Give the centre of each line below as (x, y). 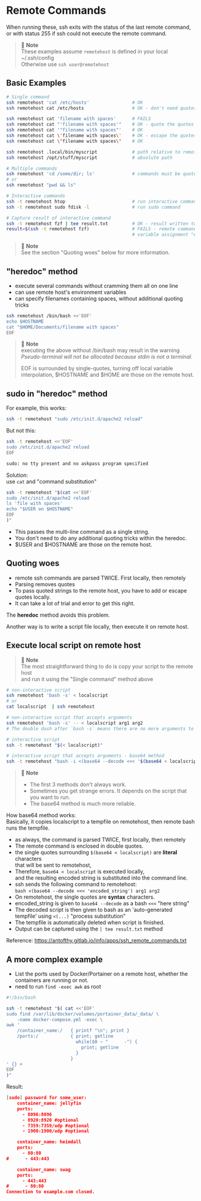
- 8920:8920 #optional (50, 1120)
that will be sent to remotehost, (53, 865)
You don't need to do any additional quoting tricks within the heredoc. (101, 538)
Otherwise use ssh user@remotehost (65, 64)
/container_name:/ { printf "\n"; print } (73, 1031)
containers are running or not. (51, 980)
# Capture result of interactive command (59, 218)
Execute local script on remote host (74, 645)
